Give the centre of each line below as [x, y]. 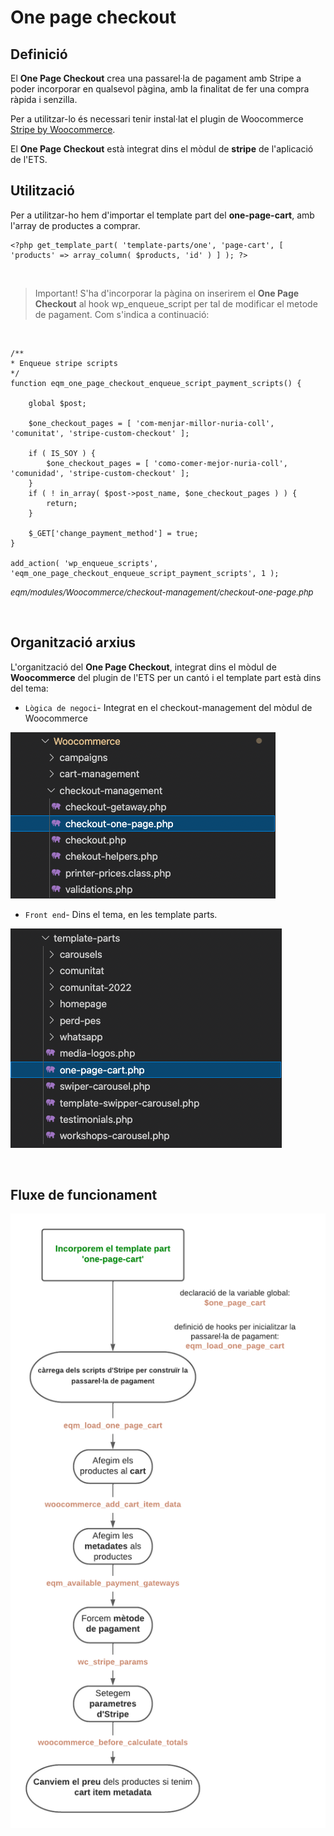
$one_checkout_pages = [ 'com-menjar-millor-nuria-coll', [151, 423]
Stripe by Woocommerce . [63, 129]
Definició [39, 54]
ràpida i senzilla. [44, 99]
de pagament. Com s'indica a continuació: [122, 314]
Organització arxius [73, 642]
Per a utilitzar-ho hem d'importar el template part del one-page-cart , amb [162, 215]
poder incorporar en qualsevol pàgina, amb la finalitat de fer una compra [160, 89]
